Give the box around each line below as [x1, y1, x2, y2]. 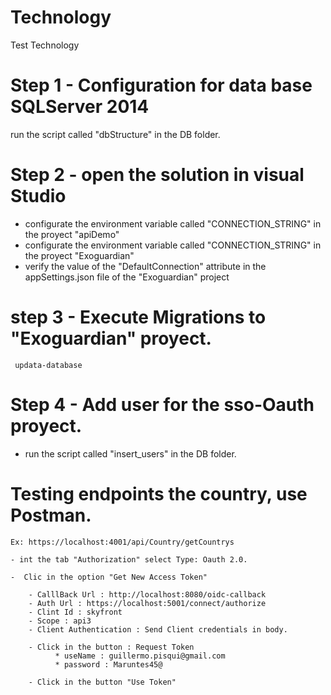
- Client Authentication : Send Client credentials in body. [28, 624, 288, 635]
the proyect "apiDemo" [24, 228, 120, 240]
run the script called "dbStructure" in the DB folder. [10, 128, 221, 140]
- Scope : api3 [28, 616, 92, 626]
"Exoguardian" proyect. [10, 327, 212, 350]
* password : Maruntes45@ [54, 659, 163, 670]
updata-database [14, 360, 83, 370]
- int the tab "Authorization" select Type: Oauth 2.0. [10, 554, 248, 565]
